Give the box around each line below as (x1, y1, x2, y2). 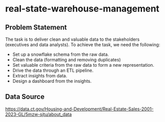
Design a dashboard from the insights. (12, 78, 92, 84)
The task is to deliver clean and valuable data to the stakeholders (5, 36, 140, 42)
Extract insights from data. (12, 73, 68, 78)
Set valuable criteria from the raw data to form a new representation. (12, 62, 154, 68)
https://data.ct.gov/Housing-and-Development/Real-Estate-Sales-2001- (5, 106, 154, 112)
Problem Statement (5, 23, 67, 32)
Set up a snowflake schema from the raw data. (12, 51, 109, 57)
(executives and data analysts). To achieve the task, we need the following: (5, 42, 160, 48)
